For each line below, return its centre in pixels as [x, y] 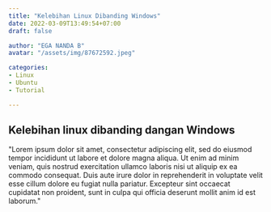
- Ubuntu [23, 83]
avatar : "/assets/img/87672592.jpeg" [72, 53]
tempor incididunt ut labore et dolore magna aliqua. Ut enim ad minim [124, 158]
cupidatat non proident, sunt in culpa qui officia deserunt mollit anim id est [132, 193]
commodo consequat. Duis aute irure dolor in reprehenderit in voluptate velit [135, 176]
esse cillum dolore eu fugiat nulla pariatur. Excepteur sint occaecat [119, 184]
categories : [28, 68]
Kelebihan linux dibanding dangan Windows [122, 130]
